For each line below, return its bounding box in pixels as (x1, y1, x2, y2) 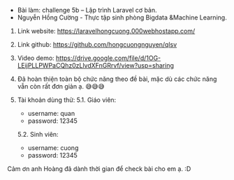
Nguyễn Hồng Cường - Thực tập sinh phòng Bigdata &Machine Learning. (17, 13, 227, 22)
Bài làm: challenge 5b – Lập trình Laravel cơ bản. (17, 6, 157, 14)
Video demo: (17, 54, 54, 62)
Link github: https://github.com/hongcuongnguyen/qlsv (17, 40, 177, 48)
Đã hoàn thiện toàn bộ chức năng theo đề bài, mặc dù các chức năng (17, 75, 217, 83)
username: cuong (27, 144, 79, 152)
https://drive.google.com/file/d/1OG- (55, 54, 161, 62)
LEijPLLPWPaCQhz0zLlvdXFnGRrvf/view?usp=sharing (17, 61, 175, 69)
